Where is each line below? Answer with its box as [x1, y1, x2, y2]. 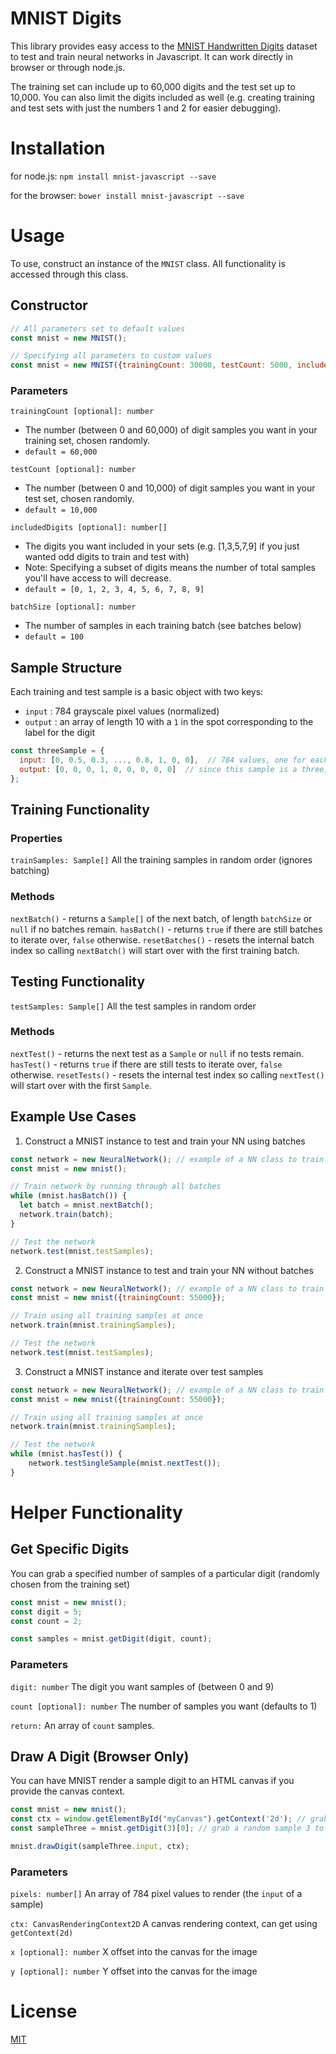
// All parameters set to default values [10, 323, 186, 334]
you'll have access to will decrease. [24, 572, 172, 584]
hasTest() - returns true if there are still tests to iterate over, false [10, 1058, 283, 1070]
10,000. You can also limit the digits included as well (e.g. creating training [10, 91, 315, 103]
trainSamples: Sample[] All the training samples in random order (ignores [10, 854, 313, 866]
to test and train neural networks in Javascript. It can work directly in [10, 50, 294, 62]
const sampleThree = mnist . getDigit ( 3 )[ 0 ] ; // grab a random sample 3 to [10, 1823, 325, 1834]
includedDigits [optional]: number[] [10, 523, 168, 533]
